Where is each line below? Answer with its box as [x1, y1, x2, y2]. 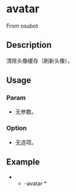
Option [6, 124, 27, 132]
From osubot [6, 22, 38, 29]
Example [6, 157, 40, 167]
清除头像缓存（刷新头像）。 [6, 57, 73, 64]
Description [6, 40, 52, 50]
